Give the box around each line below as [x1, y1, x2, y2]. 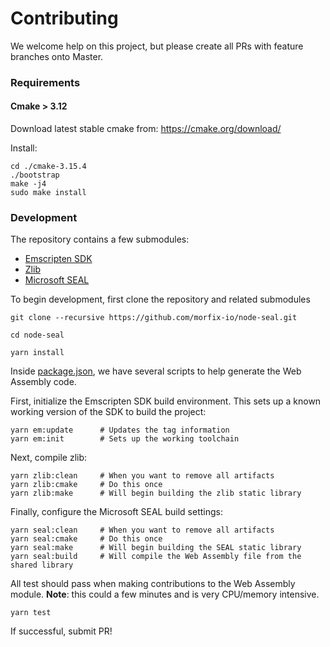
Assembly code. [10, 376, 77, 388]
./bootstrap [10, 170, 60, 181]
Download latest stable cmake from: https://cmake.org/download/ [10, 123, 282, 135]
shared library [10, 560, 74, 571]
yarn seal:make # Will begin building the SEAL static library [10, 543, 302, 553]
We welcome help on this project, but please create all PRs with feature [10, 40, 304, 52]
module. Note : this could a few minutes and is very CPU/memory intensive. [10, 588, 320, 601]
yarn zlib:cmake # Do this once [10, 480, 163, 490]
